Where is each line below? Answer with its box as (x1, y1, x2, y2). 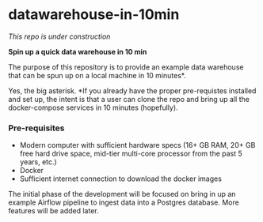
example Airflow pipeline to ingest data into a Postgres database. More (8, 198, 239, 207)
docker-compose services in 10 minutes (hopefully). (8, 103, 178, 112)
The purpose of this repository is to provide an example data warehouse (8, 62, 244, 72)
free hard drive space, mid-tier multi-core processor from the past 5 (19, 149, 243, 159)
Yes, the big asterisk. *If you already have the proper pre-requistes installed (8, 85, 257, 96)
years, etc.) (19, 157, 57, 167)
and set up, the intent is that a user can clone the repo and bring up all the (8, 94, 250, 103)
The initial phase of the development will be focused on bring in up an (8, 190, 236, 199)
